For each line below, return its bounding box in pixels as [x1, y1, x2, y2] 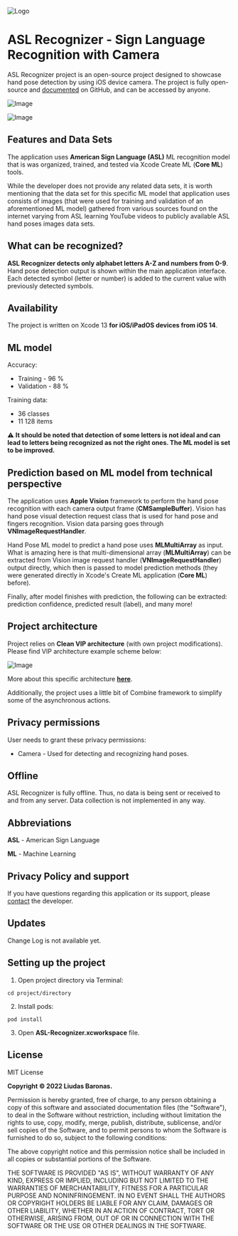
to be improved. [7, 446, 55, 455]
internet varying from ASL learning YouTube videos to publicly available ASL [7, 211, 230, 220]
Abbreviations [7, 817, 72, 829]
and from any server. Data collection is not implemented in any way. [7, 796, 206, 805]
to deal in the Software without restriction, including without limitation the [7, 1111, 222, 1119]
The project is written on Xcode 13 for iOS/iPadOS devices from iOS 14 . [7, 321, 218, 330]
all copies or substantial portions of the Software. [7, 1154, 151, 1163]
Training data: [7, 396, 48, 404]
